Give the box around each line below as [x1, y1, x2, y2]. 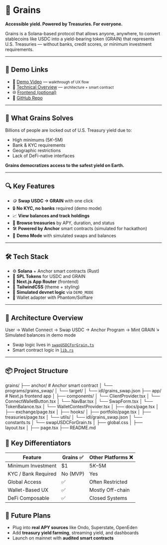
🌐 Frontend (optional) [12, 89, 57, 95]
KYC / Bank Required [7, 470, 57, 477]
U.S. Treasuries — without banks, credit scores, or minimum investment [5, 41, 152, 47]
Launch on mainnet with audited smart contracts [12, 535, 114, 541]
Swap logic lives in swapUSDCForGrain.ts [12, 342, 94, 348]
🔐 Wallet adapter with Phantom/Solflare [12, 294, 93, 300]
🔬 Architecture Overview [5, 313, 83, 322]
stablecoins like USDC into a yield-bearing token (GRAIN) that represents [5, 36, 155, 42]
